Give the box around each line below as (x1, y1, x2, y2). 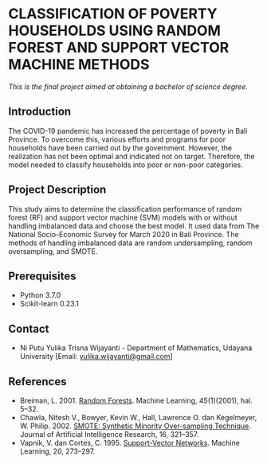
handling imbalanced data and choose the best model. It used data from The (8, 220, 260, 231)
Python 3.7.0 (19, 290, 61, 300)
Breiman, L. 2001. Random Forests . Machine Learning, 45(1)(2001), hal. (19, 396, 253, 405)
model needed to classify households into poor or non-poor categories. (8, 160, 243, 170)
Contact (8, 322, 49, 335)
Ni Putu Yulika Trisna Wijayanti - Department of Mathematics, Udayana (19, 343, 253, 353)
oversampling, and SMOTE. (8, 246, 98, 255)
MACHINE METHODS (8, 56, 150, 74)
